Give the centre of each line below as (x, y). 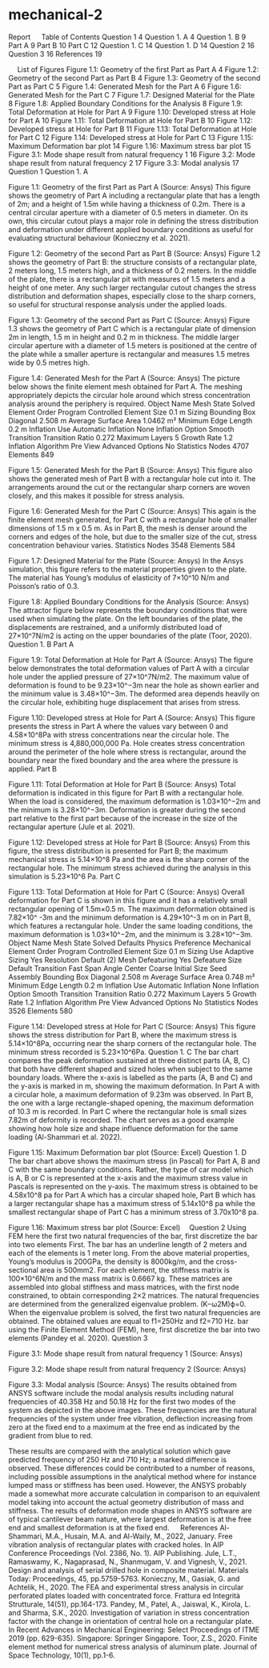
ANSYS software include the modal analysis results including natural (121, 1393)
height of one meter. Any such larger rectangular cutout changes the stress (132, 287)
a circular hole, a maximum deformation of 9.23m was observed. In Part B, (131, 1094)
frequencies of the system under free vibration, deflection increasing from (131, 1418)
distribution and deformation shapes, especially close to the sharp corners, (132, 296)
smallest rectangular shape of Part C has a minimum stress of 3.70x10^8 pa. (133, 1212)
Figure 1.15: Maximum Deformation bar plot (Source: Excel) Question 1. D (127, 1152)
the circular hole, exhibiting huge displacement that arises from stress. (124, 702)
